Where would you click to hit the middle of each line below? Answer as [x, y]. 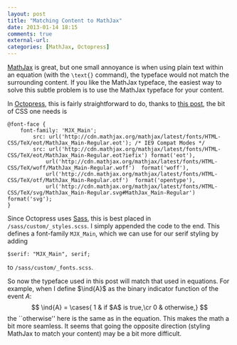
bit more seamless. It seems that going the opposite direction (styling [109, 326]
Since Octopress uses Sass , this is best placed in [79, 218]
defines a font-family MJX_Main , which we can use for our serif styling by [113, 233]
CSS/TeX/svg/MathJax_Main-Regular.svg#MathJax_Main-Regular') [101, 193]
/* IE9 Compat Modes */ [170, 143]
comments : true [30, 34]
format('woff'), [165, 168]
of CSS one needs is [37, 111]
